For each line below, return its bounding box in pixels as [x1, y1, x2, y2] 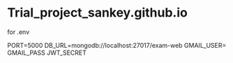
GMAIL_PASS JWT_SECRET [7, 48, 87, 57]
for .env [7, 28, 30, 36]
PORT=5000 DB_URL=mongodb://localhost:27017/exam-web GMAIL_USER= [7, 41, 227, 49]
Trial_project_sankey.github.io [7, 5, 188, 21]
